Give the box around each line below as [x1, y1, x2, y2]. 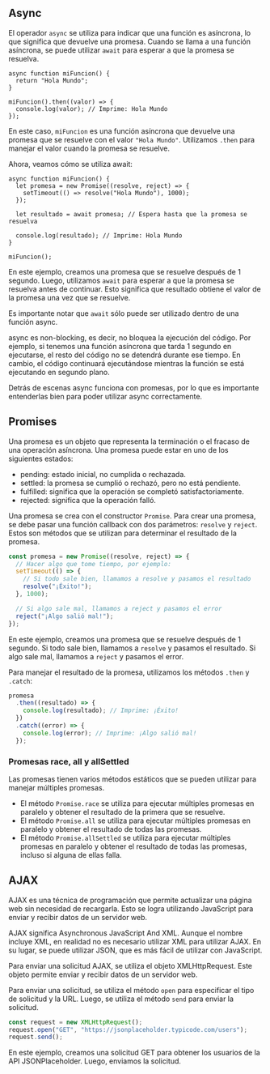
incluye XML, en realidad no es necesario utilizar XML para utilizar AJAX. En [8, 936, 262, 946]
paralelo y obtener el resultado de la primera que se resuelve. [19, 807, 226, 816]
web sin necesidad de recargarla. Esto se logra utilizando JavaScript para [8, 903, 254, 914]
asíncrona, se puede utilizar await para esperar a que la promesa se [8, 45, 234, 55]
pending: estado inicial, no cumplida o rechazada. [19, 469, 186, 479]
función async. [8, 317, 58, 326]
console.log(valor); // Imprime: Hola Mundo [15, 104, 168, 113]
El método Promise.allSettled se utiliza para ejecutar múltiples [19, 833, 231, 842]
